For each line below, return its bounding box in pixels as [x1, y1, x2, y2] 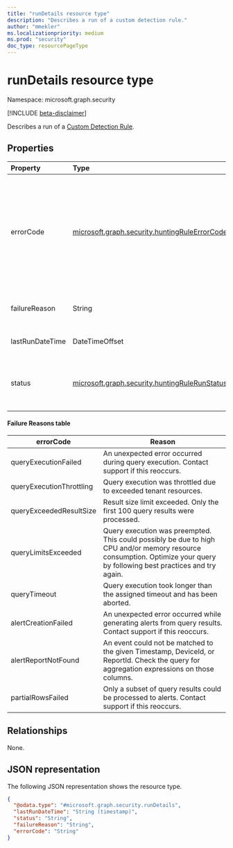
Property [10, 163, 41, 172]
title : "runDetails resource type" [7, 10, 110, 17]
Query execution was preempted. [103, 525, 212, 535]
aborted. [103, 598, 131, 608]
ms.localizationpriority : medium [7, 29, 104, 37]
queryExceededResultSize [10, 505, 97, 515]
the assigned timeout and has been [103, 589, 218, 598]
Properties [7, 142, 54, 154]
